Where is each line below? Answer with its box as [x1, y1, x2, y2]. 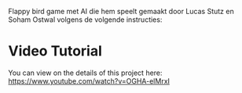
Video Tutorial [8, 42, 102, 60]
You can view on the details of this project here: [8, 68, 163, 77]
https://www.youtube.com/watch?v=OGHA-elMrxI [8, 76, 170, 85]
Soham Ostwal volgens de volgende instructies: [8, 15, 163, 24]
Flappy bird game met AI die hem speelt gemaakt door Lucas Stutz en [8, 7, 234, 16]
